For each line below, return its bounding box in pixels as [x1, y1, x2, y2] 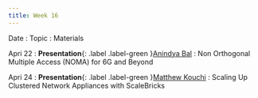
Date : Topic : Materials [8, 33, 84, 43]
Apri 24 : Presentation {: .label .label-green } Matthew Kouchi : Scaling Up [8, 72, 248, 81]
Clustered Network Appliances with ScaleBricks [8, 81, 166, 90]
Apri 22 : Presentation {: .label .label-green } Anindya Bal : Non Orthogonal [8, 48, 251, 58]
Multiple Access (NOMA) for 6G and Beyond [8, 57, 154, 66]
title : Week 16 [8, 11, 59, 20]
